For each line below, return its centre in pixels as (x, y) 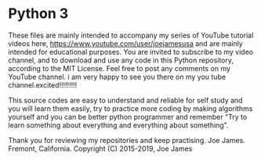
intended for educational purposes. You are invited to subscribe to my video (130, 52)
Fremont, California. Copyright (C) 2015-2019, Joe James (100, 148)
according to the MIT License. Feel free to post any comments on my (120, 68)
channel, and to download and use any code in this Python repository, (121, 60)
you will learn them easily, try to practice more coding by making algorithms (130, 108)
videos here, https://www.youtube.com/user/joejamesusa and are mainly (125, 43)
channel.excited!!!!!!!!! (43, 85)
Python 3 (38, 14)
